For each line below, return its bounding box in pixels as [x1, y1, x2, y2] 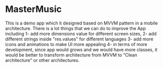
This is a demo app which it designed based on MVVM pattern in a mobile [5, 20, 158, 26]
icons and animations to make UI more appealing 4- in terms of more [5, 41, 147, 47]
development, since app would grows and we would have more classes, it [5, 46, 157, 52]
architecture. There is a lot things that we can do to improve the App [5, 25, 146, 31]
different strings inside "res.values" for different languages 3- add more [5, 36, 154, 42]
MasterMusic [5, 3, 62, 15]
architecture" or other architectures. [5, 57, 80, 63]
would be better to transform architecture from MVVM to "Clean [5, 51, 137, 58]
